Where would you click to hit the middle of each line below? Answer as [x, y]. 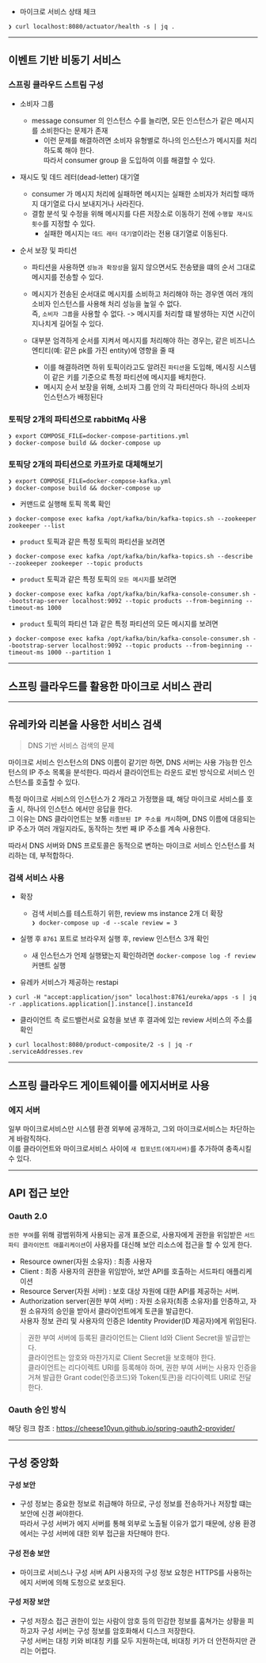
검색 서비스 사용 [36, 878]
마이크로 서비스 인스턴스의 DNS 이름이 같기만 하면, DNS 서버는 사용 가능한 [123, 762]
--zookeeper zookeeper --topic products [76, 564]
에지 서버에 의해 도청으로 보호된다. [72, 1582]
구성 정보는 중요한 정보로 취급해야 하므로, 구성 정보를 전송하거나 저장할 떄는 [136, 1504]
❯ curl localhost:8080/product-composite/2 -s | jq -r [101, 1045]
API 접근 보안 [39, 1194]
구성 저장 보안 [29, 1602]
